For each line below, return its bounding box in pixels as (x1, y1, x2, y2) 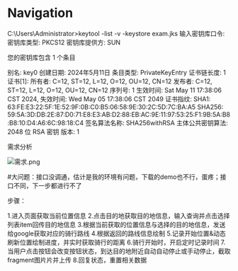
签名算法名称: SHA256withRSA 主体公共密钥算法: (84, 118, 228, 127)
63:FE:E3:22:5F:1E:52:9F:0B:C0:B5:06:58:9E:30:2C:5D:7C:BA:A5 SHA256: (7, 103, 224, 111)
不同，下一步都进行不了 (13, 181, 82, 190)
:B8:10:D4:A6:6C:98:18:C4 (7, 118, 84, 127)
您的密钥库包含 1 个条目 (7, 53, 76, 62)
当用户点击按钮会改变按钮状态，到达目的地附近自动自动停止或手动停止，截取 (7, 246, 231, 255)
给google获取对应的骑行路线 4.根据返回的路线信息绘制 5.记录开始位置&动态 (7, 229, 226, 238)
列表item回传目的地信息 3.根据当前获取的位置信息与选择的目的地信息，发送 (7, 220, 226, 229)
